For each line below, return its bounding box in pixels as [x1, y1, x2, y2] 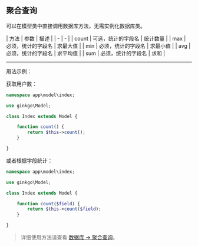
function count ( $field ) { [16, 201, 81, 206]
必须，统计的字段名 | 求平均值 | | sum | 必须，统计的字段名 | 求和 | [6, 50, 166, 57]
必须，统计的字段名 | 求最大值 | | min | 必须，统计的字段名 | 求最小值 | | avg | [6, 42, 191, 49]
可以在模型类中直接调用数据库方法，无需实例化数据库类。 [6, 22, 146, 29]
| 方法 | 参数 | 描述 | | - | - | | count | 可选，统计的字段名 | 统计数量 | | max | [6, 35, 186, 42]
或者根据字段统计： [6, 157, 53, 164]
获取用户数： [6, 80, 37, 87]
